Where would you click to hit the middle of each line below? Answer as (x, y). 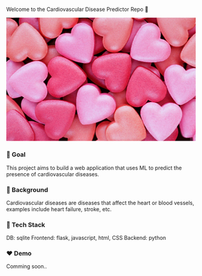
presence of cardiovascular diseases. (53, 174)
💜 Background (27, 189)
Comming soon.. (26, 266)
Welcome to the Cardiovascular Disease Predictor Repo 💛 (77, 9)
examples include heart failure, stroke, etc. (59, 209)
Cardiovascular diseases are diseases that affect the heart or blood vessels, (100, 203)
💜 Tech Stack (26, 224)
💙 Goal (16, 155)
